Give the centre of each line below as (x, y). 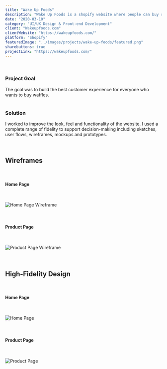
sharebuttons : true (25, 47)
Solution (16, 113)
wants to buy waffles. (27, 95)
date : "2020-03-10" (25, 19)
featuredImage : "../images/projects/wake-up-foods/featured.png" (74, 42)
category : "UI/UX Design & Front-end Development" (59, 24)
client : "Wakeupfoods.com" (33, 28)
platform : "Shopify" (27, 38)
